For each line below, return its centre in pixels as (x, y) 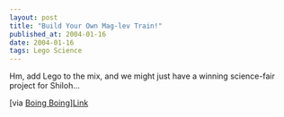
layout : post (34, 17)
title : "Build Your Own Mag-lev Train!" (86, 26)
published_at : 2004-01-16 (58, 34)
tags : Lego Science (46, 51)
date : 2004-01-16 (42, 42)
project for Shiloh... (45, 86)
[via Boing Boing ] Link (49, 103)
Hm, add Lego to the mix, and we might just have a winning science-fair (142, 76)
